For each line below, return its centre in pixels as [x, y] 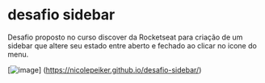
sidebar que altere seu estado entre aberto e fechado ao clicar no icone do [132, 45]
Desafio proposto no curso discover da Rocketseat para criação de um [125, 37]
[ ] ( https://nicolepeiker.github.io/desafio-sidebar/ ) [105, 69]
